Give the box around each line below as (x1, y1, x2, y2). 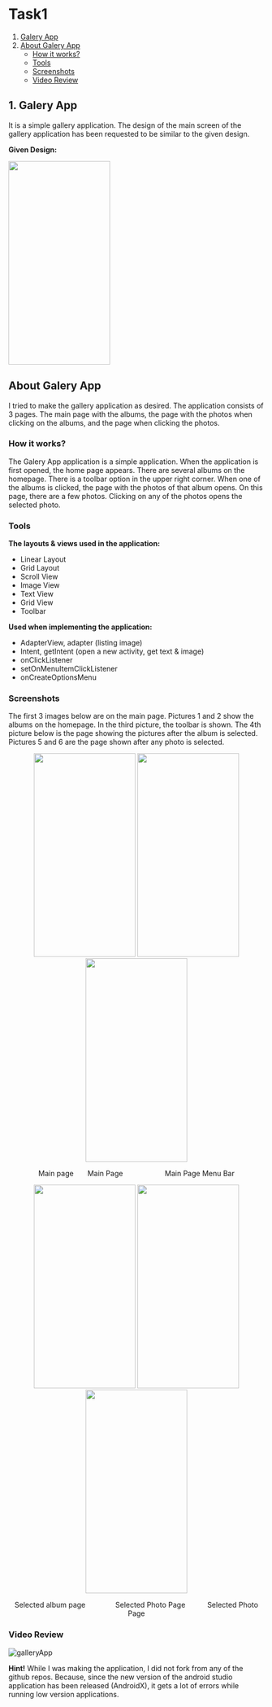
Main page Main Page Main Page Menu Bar (37, 1169, 235, 1179)
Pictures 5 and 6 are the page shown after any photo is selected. (8, 738, 225, 747)
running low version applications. (8, 1689, 119, 1699)
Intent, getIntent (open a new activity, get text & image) (19, 646, 205, 656)
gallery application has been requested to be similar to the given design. (8, 129, 250, 138)
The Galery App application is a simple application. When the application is (8, 457, 259, 466)
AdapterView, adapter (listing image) (19, 638, 143, 648)
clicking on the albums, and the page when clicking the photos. (8, 418, 221, 427)
